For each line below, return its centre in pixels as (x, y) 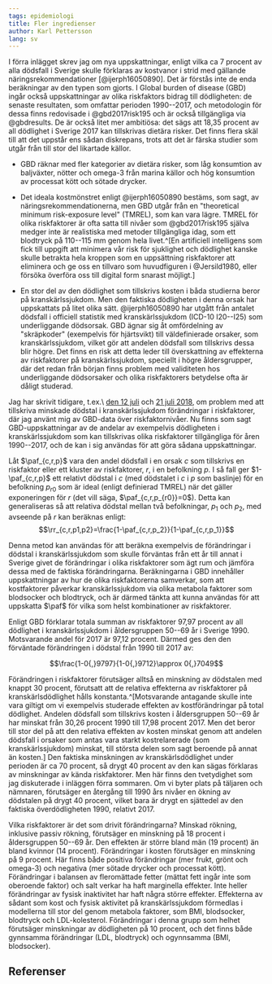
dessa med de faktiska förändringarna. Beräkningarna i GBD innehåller (127, 571)
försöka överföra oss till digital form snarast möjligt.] (108, 275)
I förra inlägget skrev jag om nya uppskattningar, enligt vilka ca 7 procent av (135, 62)
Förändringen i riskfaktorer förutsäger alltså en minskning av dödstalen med (135, 679)
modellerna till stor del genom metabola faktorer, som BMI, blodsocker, (127, 911)
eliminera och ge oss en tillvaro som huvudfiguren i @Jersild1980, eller (138, 266)
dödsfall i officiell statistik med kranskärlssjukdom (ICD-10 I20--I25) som (141, 317)
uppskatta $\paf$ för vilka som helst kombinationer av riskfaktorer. (120, 606)
